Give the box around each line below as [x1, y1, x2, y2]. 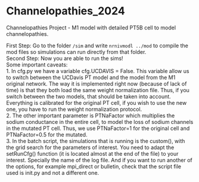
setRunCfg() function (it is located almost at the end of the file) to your [6, 150, 179, 157]
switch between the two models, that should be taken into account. [6, 93, 171, 100]
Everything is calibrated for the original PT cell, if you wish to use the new [6, 99, 187, 106]
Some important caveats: [6, 61, 68, 68]
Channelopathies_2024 [6, 4, 125, 18]
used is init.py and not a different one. [6, 169, 99, 176]
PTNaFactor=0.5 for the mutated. [6, 131, 88, 138]
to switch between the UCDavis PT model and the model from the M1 [6, 74, 176, 81]
